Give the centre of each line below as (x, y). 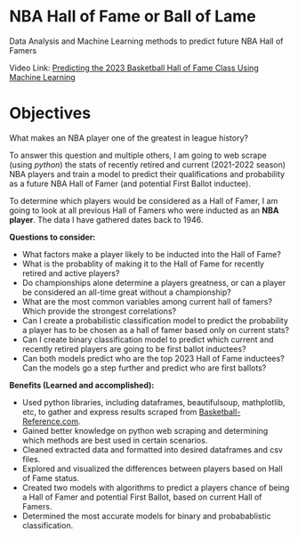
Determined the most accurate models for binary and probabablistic (146, 516)
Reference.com (50, 421)
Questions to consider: (52, 237)
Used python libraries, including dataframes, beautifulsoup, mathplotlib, (153, 402)
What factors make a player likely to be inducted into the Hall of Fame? (152, 254)
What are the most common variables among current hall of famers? (147, 301)
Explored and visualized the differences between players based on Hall (152, 469)
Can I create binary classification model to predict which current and (148, 339)
